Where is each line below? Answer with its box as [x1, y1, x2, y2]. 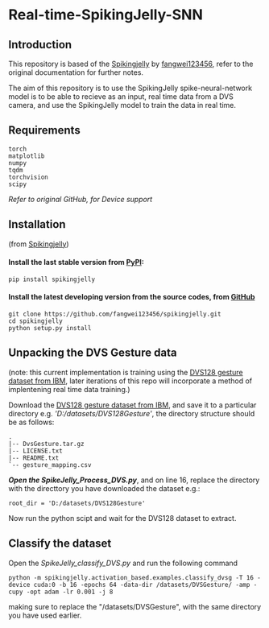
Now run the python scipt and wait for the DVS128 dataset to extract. [8, 513, 237, 523]
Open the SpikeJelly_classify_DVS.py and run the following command [8, 558, 238, 568]
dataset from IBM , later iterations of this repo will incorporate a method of [8, 376, 253, 386]
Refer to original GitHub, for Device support [8, 194, 153, 204]
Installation [8, 217, 66, 231]
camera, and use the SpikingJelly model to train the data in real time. [8, 101, 236, 109]
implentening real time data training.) [8, 384, 130, 394]
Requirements [8, 123, 81, 138]
